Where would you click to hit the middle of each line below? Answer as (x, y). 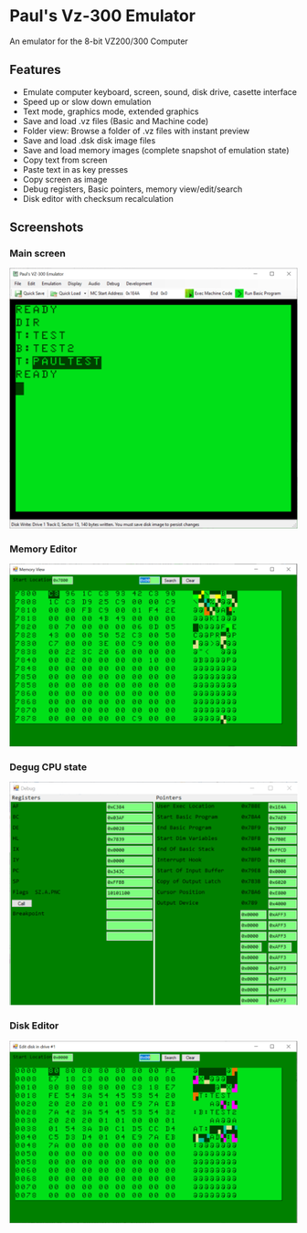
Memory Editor (43, 549)
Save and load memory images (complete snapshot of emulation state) (156, 150)
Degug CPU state (48, 766)
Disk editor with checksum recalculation (98, 198)
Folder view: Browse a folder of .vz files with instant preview (136, 131)
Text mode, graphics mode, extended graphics (111, 111)
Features (35, 70)
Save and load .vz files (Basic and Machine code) (116, 121)
